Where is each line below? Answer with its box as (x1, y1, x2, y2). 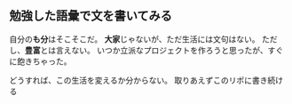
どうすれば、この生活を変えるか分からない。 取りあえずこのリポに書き (9, 75, 268, 85)
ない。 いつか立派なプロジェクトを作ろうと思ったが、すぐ (70, 44, 284, 55)
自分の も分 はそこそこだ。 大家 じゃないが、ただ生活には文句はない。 (9, 34, 260, 44)
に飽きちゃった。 (9, 56, 72, 67)
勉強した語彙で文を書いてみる (9, 8, 173, 24)
